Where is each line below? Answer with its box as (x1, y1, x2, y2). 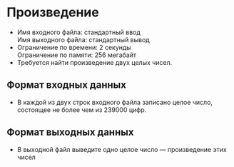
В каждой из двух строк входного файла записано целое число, (16, 98, 213, 106)
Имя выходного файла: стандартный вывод (16, 35, 151, 44)
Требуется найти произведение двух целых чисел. (16, 58, 173, 66)
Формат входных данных (6, 79, 126, 91)
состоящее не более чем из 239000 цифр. (16, 105, 147, 114)
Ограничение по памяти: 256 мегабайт (16, 51, 137, 59)
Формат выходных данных (6, 126, 134, 138)
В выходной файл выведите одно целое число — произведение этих (16, 145, 228, 153)
